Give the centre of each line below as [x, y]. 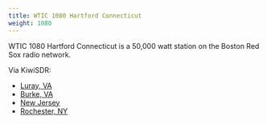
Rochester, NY [44, 111]
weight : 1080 [30, 23]
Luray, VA [36, 86]
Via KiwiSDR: [30, 70]
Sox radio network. [40, 54]
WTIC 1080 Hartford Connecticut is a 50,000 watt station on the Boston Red [134, 46]
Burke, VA [37, 94]
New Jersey [40, 102]
